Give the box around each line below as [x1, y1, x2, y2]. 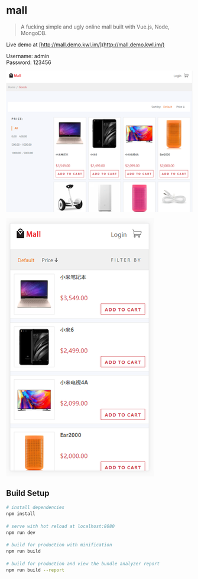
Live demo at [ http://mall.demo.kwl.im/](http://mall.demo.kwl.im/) [6, 41, 165, 48]
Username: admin [6, 52, 50, 59]
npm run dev [6, 529, 35, 536]
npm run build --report [6, 567, 65, 573]
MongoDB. [20, 29, 47, 36]
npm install [6, 511, 35, 517]
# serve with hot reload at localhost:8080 [6, 523, 115, 529]
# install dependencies [6, 505, 65, 511]
